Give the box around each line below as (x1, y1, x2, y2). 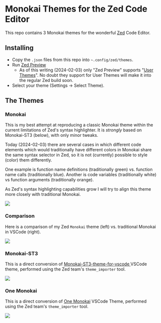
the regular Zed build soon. (19, 77, 73, 83)
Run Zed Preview (12, 62, 46, 67)
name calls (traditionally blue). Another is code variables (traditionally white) (5, 172, 157, 178)
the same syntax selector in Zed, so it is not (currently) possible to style (5, 152, 147, 158)
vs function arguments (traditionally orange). (5, 177, 94, 183)
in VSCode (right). (5, 229, 41, 235)
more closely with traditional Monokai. (5, 192, 81, 197)
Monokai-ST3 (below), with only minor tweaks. (5, 132, 98, 138)
